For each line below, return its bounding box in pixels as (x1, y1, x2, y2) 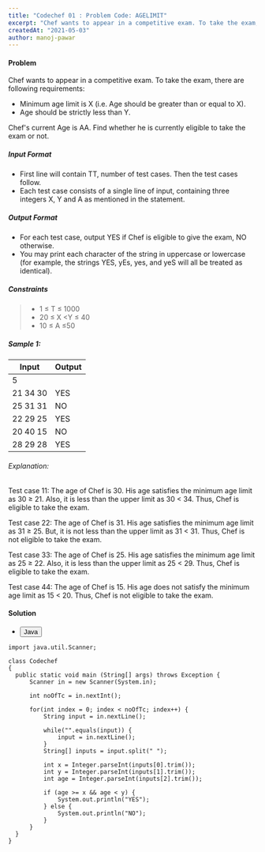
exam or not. (8, 131, 50, 141)
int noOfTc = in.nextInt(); (28, 692, 122, 699)
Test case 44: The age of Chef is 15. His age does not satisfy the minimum (8, 582, 250, 591)
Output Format (8, 213, 58, 222)
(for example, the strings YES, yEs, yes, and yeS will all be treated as (19, 258, 243, 267)
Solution (8, 609, 37, 618)
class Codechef (8, 657, 58, 665)
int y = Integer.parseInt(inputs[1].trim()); (43, 767, 196, 775)
